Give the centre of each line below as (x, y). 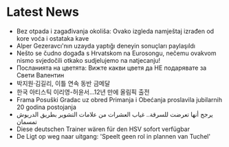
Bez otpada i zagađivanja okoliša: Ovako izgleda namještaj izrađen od (115, 31)
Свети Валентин (40, 75)
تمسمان (26, 121)
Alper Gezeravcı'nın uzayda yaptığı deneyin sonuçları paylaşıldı (106, 46)
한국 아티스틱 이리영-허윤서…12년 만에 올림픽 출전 (83, 92)
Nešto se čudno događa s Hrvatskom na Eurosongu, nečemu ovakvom (116, 53)
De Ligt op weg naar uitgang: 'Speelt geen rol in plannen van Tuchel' (113, 136)
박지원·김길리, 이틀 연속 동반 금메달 (63, 83)
